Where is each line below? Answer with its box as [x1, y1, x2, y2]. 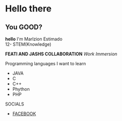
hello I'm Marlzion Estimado [5, 36, 63, 42]
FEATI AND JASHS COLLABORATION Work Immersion [5, 51, 118, 57]
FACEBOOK [12, 111, 36, 117]
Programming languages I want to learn [5, 61, 86, 66]
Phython [12, 86, 30, 92]
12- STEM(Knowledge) [5, 41, 51, 47]
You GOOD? [5, 23, 43, 31]
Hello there [5, 3, 52, 14]
